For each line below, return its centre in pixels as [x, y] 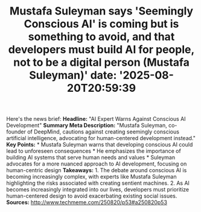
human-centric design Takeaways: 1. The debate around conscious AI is [97, 170]
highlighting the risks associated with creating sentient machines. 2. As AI [98, 183]
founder [16, 132]
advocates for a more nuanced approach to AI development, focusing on [97, 164]
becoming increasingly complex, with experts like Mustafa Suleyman [91, 177]
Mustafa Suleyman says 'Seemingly [101, 11]
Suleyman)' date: [73, 75]
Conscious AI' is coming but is [101, 24]
